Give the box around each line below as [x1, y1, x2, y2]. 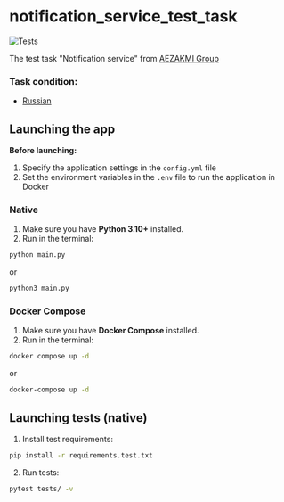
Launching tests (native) [9, 410, 148, 425]
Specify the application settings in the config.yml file [21, 162, 216, 173]
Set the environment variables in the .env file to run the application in [21, 172, 276, 183]
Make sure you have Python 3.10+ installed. [21, 224, 184, 235]
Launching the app [9, 121, 116, 136]
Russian [21, 95, 52, 106]
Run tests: [21, 466, 60, 478]
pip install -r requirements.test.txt [9, 450, 153, 460]
